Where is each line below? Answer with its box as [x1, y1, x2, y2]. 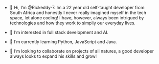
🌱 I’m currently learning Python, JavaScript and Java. [9, 39, 117, 45]
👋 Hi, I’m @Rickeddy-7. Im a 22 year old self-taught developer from [9, 5, 145, 10]
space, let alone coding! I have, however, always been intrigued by [9, 15, 144, 20]
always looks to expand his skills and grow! [9, 53, 97, 59]
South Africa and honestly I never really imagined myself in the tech [9, 10, 147, 16]
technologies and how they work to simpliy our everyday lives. [9, 20, 136, 26]
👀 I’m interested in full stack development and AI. [9, 30, 109, 35]
